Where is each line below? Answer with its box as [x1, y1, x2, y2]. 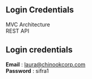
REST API [5, 27, 30, 34]
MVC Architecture [5, 21, 51, 28]
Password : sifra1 [5, 67, 49, 74]
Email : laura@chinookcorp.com [5, 60, 86, 68]
